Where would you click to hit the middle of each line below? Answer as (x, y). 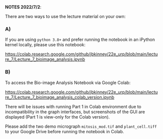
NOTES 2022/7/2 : (23, 7)
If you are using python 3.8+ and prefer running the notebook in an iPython (80, 40)
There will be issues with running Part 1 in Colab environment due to (73, 106)
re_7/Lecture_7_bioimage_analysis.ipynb (45, 59)
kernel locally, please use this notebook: (45, 45)
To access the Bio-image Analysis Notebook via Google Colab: (68, 83)
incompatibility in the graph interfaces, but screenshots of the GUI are (75, 112)
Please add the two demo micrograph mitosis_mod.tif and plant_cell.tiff (81, 126)
